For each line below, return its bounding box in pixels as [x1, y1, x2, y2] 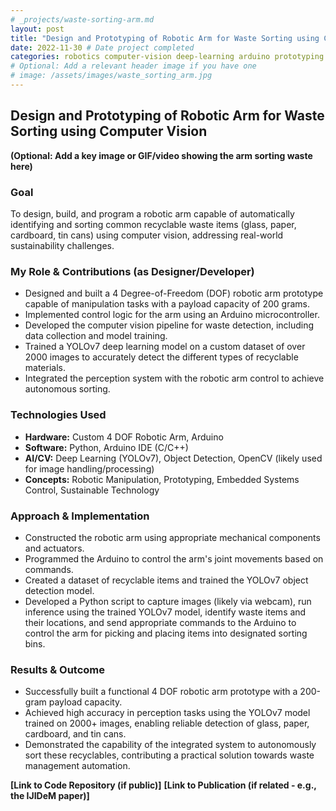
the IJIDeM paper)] [10, 790, 90, 802]
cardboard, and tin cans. [24, 728, 127, 740]
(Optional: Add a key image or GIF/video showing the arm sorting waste [10, 149, 313, 161]
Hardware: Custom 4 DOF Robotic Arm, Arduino [24, 431, 224, 443]
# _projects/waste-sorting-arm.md [10, 14, 155, 25]
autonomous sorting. [24, 383, 111, 395]
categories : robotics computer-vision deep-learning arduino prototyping [10, 52, 325, 62]
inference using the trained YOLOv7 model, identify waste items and [24, 606, 307, 618]
